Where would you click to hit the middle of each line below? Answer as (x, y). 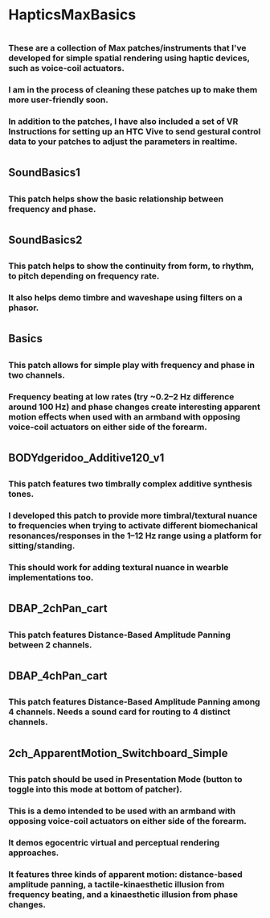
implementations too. (51, 577)
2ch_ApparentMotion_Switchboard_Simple (118, 753)
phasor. (24, 308)
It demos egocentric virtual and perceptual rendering (114, 842)
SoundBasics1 (44, 173)
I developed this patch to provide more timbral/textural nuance (133, 515)
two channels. (37, 374)
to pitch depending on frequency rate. (84, 276)
